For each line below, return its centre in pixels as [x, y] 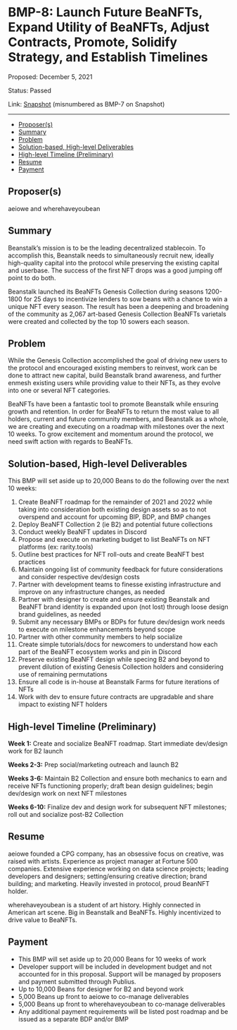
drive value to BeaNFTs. [43, 920]
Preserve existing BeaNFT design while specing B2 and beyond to [114, 660]
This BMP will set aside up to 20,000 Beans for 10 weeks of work [112, 959]
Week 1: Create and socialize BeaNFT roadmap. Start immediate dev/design [118, 744]
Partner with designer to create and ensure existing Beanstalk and [114, 600]
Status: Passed [30, 90]
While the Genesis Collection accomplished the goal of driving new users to [118, 360]
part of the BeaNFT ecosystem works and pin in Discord [100, 652]
